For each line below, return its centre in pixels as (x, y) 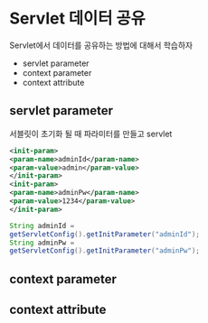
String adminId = (42, 226)
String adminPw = (42, 243)
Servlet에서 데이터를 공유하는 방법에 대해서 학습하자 (101, 45)
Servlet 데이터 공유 (78, 18)
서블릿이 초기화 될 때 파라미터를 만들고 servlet (91, 134)
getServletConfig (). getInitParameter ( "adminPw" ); (105, 251)
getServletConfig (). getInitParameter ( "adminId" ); (105, 234)
